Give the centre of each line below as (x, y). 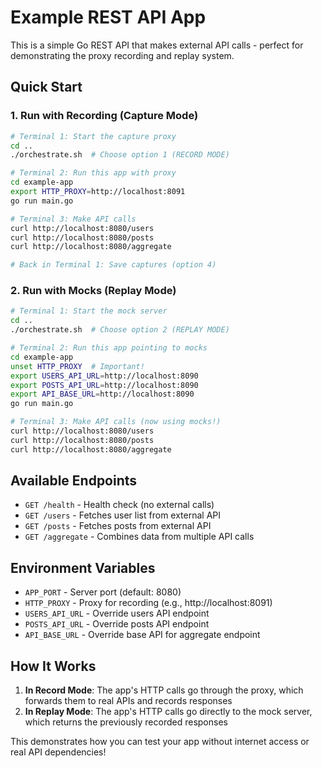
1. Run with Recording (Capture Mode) (104, 116)
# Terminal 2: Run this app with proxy (93, 173)
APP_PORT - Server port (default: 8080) (103, 592)
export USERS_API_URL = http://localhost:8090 (104, 376)
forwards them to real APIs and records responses (128, 701)
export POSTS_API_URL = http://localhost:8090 (104, 385)
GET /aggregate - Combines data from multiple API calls (139, 537)
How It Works (53, 666)
